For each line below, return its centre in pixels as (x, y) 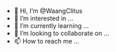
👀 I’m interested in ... (44, 18)
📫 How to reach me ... (46, 41)
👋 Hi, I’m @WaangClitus (48, 11)
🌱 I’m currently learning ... (51, 26)
